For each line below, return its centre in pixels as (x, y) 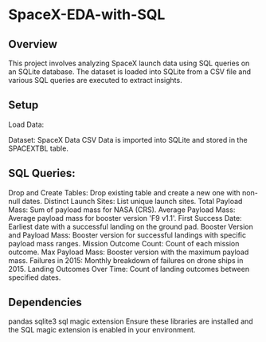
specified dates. (35, 277)
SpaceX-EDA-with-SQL (87, 15)
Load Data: (26, 124)
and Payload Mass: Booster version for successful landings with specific (127, 235)
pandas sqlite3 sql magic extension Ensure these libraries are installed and (131, 321)
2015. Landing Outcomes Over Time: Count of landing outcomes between (129, 269)
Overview (33, 44)
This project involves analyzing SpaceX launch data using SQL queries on (129, 63)
